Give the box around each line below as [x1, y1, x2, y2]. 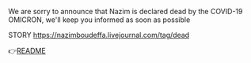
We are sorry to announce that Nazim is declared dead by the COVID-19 [8, 7, 243, 16]
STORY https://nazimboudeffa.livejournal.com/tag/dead [8, 31, 190, 39]
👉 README [8, 46, 46, 55]
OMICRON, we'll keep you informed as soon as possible [8, 15, 191, 24]
